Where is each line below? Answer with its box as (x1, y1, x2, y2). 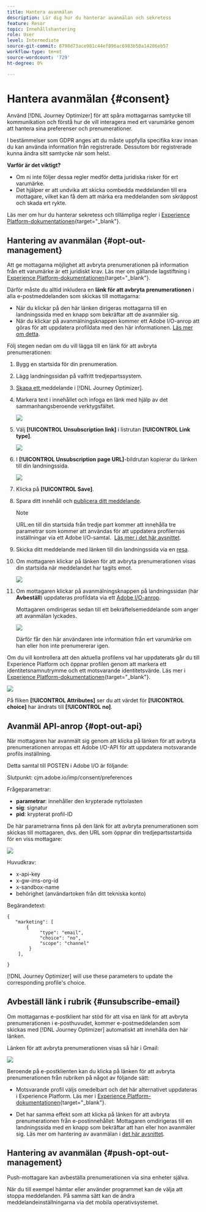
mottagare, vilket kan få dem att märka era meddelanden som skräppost (15, 193, 198, 200)
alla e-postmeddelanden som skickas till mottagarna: (7, 293, 141, 300)
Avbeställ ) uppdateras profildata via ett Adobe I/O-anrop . (15, 594, 161, 601)
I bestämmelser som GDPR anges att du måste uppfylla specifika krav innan (7, 137, 198, 144)
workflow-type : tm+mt (7, 49, 62, 55)
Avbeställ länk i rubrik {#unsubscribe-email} (7, 997, 181, 1007)
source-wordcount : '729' (7, 54, 70, 61)
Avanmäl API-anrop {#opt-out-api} (7, 721, 143, 731)
